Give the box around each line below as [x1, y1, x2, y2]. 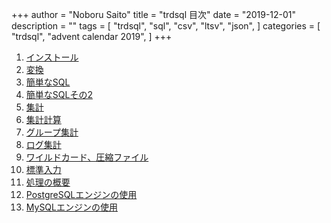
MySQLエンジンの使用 [25, 201, 118, 213]
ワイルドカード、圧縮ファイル [25, 151, 149, 163]
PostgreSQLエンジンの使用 [25, 189, 138, 200]
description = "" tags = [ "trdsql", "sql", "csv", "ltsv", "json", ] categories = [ [11, 20, 321, 32]
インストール [25, 51, 79, 63]
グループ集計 [25, 126, 79, 138]
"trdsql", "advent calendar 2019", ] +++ [11, 31, 173, 42]
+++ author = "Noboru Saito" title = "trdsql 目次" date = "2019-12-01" [11, 9, 297, 20]
